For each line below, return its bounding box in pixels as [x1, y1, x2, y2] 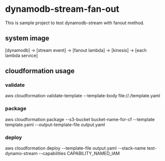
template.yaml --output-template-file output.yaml [5, 121, 105, 127]
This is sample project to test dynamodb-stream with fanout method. [5, 20, 145, 26]
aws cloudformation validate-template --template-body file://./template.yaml [5, 93, 161, 99]
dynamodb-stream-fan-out [5, 3, 120, 15]
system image [5, 34, 50, 42]
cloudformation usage [5, 67, 75, 75]
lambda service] [5, 52, 38, 58]
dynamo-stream [5, 151, 38, 157]
